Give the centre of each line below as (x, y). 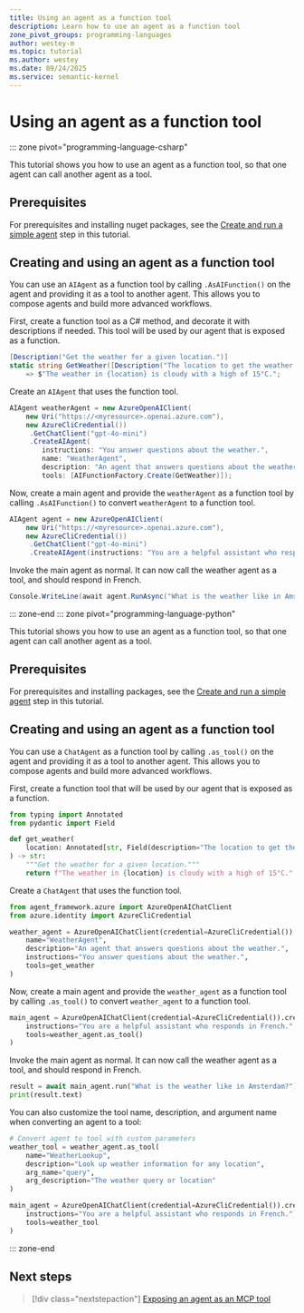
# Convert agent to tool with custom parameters (103, 1139)
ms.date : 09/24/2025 (48, 69)
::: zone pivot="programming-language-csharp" (99, 147)
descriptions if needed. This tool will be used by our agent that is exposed (147, 331)
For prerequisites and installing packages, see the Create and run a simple (148, 691)
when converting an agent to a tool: (76, 1122)
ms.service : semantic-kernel (64, 77)
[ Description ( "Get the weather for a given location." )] (119, 358)
